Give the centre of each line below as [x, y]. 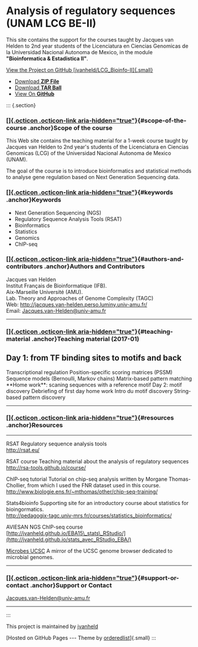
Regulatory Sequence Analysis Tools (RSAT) [68, 219]
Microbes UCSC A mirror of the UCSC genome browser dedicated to [89, 551]
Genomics [27, 237]
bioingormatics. [25, 509]
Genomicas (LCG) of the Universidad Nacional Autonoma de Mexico [89, 153]
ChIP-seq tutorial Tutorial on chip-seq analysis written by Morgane [87, 479]
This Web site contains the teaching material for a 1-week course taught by [97, 141]
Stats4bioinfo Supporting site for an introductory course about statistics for [98, 503]
